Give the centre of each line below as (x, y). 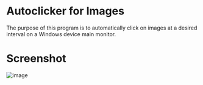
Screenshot (36, 59)
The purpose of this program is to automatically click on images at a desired (102, 28)
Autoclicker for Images (66, 11)
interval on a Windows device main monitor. (61, 34)
